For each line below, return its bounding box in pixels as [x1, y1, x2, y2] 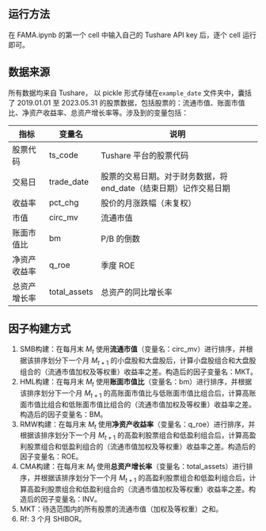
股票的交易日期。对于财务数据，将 [101, 170, 228, 181]
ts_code [48, 149, 79, 160]
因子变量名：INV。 [40, 494, 101, 503]
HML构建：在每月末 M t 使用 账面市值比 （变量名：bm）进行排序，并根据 [19, 377, 252, 388]
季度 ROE [101, 260, 135, 271]
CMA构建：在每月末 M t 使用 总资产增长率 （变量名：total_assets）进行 [19, 462, 247, 473]
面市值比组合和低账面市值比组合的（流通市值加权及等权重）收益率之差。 [19, 399, 256, 409]
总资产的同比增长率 [101, 286, 173, 297]
